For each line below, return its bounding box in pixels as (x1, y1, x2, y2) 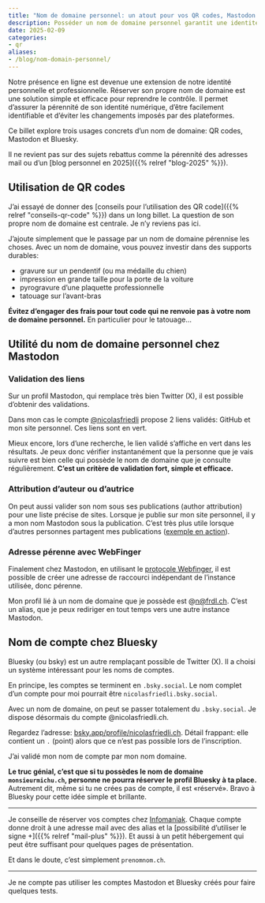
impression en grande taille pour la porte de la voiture (19, 274, 194, 284)
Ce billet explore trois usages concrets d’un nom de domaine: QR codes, (8, 125, 243, 135)
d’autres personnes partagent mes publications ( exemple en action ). (8, 526, 230, 536)
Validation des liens (8, 374, 85, 384)
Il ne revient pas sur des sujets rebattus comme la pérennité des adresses (8, 149, 248, 159)
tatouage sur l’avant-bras (19, 291, 102, 300)
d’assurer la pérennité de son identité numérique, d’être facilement (8, 102, 224, 111)
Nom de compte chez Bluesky (8, 636, 158, 649)
